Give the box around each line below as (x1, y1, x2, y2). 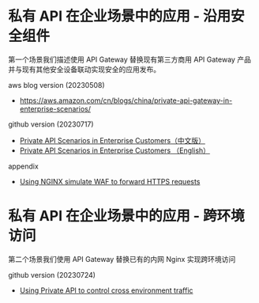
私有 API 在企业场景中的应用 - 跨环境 (8, 207, 245, 225)
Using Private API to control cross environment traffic (19, 286, 193, 295)
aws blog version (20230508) (8, 80, 105, 89)
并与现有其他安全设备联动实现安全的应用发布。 (8, 64, 160, 74)
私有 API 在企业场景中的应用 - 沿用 (8, 7, 231, 25)
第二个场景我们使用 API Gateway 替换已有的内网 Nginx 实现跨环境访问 (8, 254, 236, 263)
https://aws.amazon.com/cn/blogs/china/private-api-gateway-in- (19, 96, 233, 105)
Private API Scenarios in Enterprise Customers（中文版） (19, 135, 205, 145)
